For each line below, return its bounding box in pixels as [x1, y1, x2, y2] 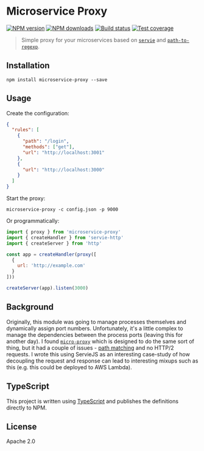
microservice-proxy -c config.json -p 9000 [6, 206, 119, 213]
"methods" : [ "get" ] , [22, 144, 75, 150]
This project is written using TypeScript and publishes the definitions [6, 397, 178, 405]
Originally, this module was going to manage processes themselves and [6, 318, 187, 325]
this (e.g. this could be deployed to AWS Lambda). [6, 363, 132, 370]
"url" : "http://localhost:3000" [22, 167, 105, 173]
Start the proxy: [6, 195, 46, 202]
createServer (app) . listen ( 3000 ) [6, 285, 88, 291]
